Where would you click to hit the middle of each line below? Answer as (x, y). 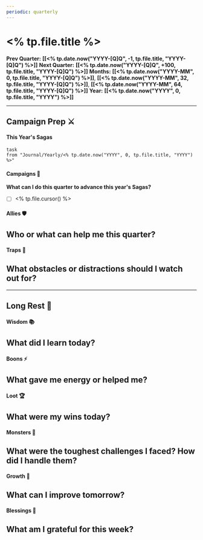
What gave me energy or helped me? (77, 380)
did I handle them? (42, 461)
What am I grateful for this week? (70, 529)
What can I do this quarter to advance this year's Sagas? (79, 187)
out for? (21, 278)
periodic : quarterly (32, 12)
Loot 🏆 (16, 396)
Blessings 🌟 (21, 510)
